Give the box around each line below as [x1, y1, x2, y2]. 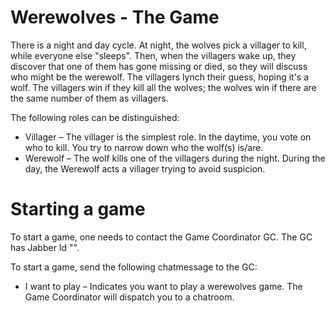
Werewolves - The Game [10, 6, 220, 29]
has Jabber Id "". [10, 241, 80, 253]
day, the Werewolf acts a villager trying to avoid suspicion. [24, 162, 266, 175]
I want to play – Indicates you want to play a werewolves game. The [24, 280, 303, 292]
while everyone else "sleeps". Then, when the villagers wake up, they [10, 49, 297, 61]
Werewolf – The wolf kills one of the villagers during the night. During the [24, 152, 326, 164]
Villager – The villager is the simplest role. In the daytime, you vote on [24, 131, 312, 143]
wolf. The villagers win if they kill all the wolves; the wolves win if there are [10, 81, 317, 93]
